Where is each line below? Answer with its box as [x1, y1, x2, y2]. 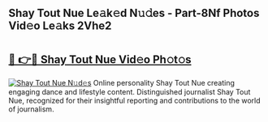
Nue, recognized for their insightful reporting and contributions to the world [8, 96, 262, 105]
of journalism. [8, 104, 54, 114]
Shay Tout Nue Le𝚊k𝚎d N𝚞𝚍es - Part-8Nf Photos [8, 6, 260, 20]
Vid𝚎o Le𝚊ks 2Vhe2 [8, 19, 112, 33]
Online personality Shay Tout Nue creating [93, 78, 236, 87]
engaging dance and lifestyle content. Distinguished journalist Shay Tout [8, 87, 251, 96]
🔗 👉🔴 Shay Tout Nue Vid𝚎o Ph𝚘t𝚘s [8, 53, 192, 66]
